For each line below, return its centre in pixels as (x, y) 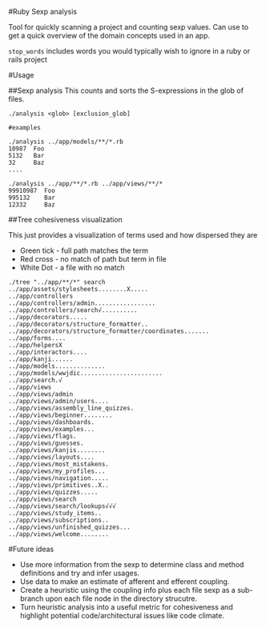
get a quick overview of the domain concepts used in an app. (109, 36)
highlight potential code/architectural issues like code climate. (122, 616)
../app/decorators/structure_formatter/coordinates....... (109, 331)
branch (32, 598)
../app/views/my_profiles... (57, 471)
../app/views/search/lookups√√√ (62, 506)
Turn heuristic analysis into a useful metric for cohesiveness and (127, 607)
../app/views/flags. (43, 436)
